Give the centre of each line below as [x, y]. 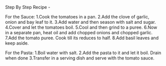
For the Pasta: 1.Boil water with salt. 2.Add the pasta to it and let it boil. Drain [83, 53]
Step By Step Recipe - [28, 7]
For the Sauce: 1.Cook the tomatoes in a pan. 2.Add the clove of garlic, [77, 17]
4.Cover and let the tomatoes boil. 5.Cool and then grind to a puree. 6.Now [81, 27]
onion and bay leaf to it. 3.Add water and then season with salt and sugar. [81, 22]
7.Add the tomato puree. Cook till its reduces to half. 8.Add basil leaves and [82, 38]
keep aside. [17, 43]
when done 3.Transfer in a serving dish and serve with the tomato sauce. [80, 58]
